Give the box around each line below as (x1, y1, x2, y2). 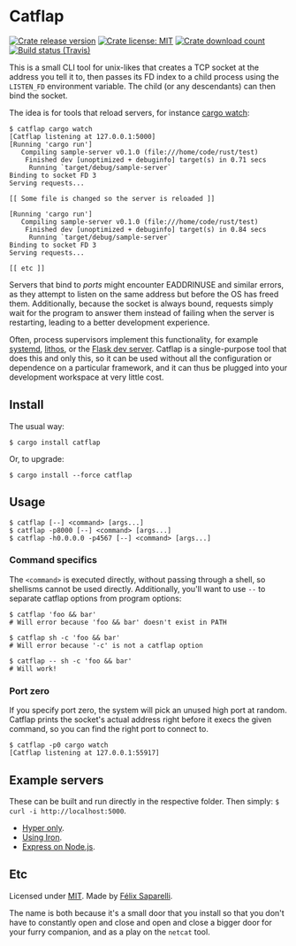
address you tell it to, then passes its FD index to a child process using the (9, 71, 280, 81)
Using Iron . (21, 832, 63, 842)
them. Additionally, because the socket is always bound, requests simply (9, 298, 274, 309)
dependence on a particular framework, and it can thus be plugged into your (9, 362, 288, 373)
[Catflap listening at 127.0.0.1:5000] (9, 132, 156, 141)
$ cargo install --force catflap (9, 471, 133, 480)
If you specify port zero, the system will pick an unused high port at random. (9, 705, 287, 716)
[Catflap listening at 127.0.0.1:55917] (9, 749, 161, 758)
